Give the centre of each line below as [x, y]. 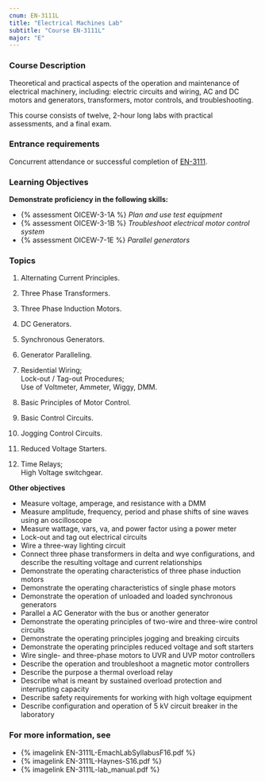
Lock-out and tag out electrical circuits [84, 537]
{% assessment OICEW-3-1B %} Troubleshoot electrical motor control [135, 223]
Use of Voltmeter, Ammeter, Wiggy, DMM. [89, 387]
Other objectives [37, 488]
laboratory [37, 714]
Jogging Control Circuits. [61, 433]
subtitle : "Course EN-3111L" [57, 30]
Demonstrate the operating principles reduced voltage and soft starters [137, 647]
